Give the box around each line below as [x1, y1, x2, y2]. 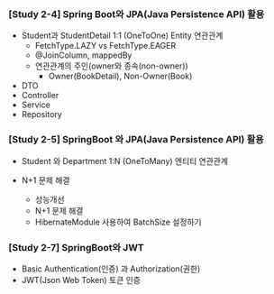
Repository [21, 109, 62, 120]
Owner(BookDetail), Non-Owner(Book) [48, 70, 193, 82]
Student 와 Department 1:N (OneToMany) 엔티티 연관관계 [21, 155, 229, 166]
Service [21, 99, 50, 110]
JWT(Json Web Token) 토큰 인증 [21, 274, 142, 285]
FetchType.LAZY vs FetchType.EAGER [34, 41, 177, 51]
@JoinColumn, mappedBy [34, 50, 132, 60]
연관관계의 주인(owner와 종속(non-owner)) [34, 60, 188, 71]
